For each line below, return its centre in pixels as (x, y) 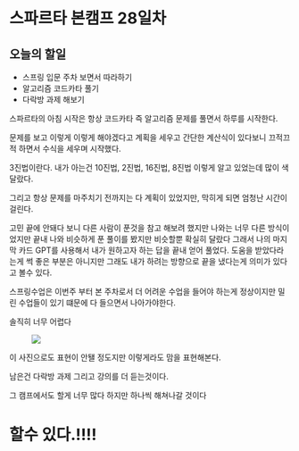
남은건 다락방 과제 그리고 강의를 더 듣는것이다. (89, 376)
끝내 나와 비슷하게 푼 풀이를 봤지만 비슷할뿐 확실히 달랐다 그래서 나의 (152, 239)
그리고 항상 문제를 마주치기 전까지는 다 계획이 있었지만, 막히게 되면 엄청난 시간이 (149, 198)
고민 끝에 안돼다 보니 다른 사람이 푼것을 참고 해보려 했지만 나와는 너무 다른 (137, 228)
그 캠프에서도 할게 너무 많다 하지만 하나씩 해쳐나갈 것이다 (108, 395)
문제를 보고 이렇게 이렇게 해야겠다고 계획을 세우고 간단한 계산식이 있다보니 (138, 138)
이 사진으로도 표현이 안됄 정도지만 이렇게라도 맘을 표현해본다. (115, 357)
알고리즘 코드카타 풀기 (61, 88)
